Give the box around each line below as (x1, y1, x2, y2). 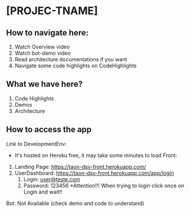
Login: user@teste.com (23, 175, 81, 182)
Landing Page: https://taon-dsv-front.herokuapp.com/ (14, 163, 146, 170)
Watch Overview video (14, 43, 70, 50)
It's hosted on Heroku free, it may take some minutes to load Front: (14, 152, 178, 159)
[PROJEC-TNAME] (6, 4, 99, 18)
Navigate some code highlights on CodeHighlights (14, 62, 137, 69)
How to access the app (6, 125, 92, 135)
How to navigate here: (6, 28, 89, 38)
